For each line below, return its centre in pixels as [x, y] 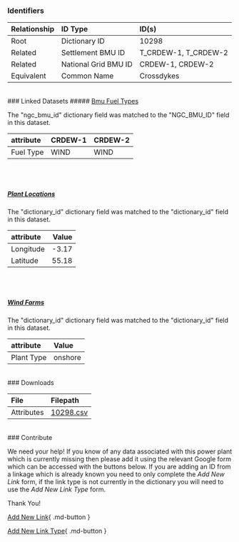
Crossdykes [159, 76]
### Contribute [30, 438]
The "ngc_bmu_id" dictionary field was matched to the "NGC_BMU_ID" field [118, 115]
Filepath [65, 401]
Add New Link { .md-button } [49, 517]
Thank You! [24, 503]
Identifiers [26, 11]
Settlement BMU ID [93, 53]
